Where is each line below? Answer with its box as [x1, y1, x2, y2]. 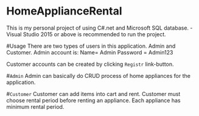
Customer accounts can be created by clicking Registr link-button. [6, 60, 175, 68]
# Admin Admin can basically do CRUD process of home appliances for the [6, 72, 190, 79]
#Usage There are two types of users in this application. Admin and [6, 42, 176, 50]
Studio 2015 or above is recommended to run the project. [23, 30, 166, 37]
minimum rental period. [6, 103, 65, 110]
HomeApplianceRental [6, 4, 122, 18]
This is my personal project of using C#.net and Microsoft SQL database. [6, 24, 189, 31]
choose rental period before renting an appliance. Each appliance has [6, 97, 181, 104]
